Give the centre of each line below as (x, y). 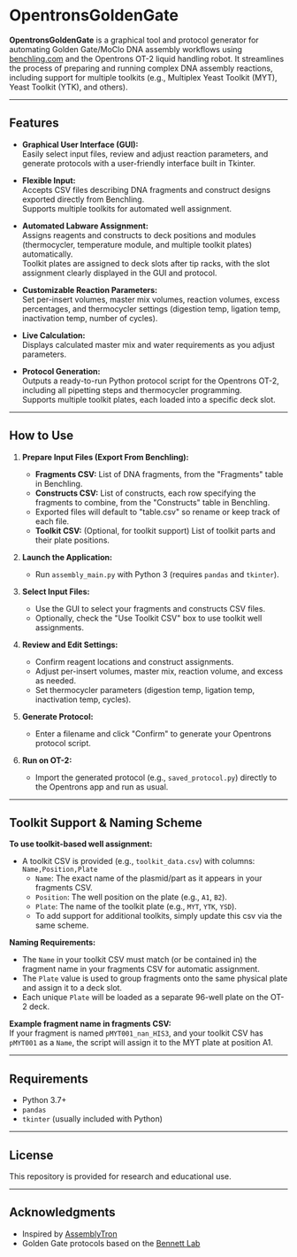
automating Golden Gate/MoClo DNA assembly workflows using (126, 49)
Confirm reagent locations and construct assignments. (134, 661)
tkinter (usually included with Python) (92, 1119)
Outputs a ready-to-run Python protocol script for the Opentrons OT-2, (151, 381)
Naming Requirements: (53, 943)
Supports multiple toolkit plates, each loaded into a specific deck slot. (148, 399)
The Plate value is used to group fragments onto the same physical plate (155, 978)
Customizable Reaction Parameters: (90, 289)
